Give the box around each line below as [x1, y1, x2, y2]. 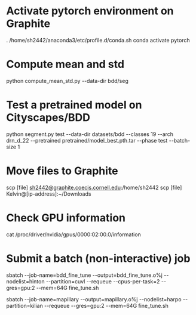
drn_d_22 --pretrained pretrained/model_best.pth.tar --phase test [6, 137, 168, 144]
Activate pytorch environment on [6, 4, 174, 18]
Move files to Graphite [6, 164, 118, 177]
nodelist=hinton [6, 277, 45, 285]
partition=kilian [6, 302, 43, 309]
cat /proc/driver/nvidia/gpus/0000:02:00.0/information [6, 231, 142, 238]
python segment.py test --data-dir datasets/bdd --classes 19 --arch [6, 130, 174, 138]
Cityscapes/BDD [6, 111, 91, 125]
